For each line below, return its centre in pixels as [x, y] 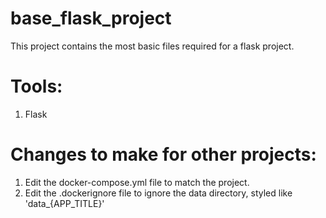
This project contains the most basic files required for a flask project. [152, 46]
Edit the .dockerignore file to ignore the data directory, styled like [158, 193]
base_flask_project [91, 18]
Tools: [36, 86]
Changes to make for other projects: [163, 154]
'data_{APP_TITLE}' [64, 203]
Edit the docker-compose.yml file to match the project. [137, 182]
